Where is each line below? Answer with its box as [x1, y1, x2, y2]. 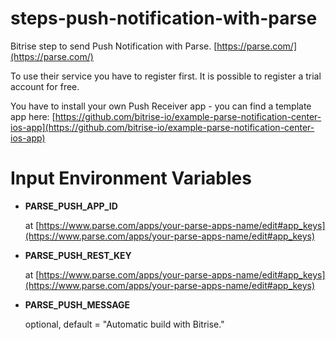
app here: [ [10, 110, 56, 122]
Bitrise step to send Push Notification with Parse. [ [10, 40, 218, 52]
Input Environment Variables [10, 167, 252, 190]
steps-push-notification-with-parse [10, 7, 318, 30]
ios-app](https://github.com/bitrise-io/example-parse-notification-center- [10, 121, 315, 133]
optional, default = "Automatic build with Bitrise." [24, 318, 225, 330]
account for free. [10, 80, 80, 92]
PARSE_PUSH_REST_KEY [24, 249, 132, 261]
